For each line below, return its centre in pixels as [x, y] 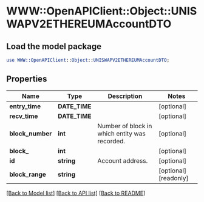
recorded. [111, 141]
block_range [28, 174]
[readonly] [174, 178]
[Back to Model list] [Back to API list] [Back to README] [76, 193]
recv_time [24, 116]
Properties [27, 79]
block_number [31, 133]
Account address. [123, 160]
